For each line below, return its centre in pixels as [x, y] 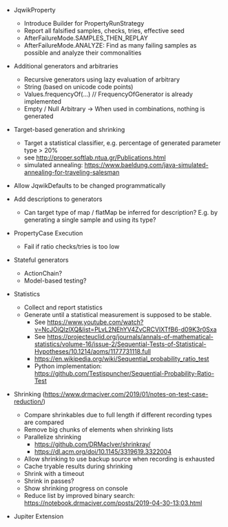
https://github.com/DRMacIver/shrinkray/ [92, 444]
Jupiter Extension [39, 516]
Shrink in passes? [49, 481]
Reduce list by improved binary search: [80, 496]
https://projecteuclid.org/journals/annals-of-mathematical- [130, 337]
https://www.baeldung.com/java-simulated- [146, 165]
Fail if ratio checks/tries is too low [72, 247]
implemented [43, 102]
